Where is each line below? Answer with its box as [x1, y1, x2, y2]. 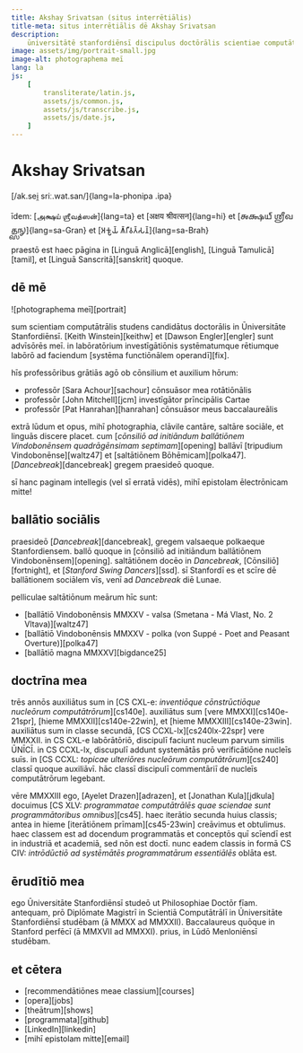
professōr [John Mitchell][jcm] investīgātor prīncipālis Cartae [23, 394, 250, 405]
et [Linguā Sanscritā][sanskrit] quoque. [39, 253, 184, 265]
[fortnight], [11, 565, 51, 575]
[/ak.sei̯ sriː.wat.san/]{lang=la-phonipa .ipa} [11, 190, 172, 201]
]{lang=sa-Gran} [11, 224, 87, 235]
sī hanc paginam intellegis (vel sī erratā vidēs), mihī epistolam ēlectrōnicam [11, 477, 289, 487]
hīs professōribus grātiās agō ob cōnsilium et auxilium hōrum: [11, 367, 238, 378]
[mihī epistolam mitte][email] [23, 1033, 130, 1044]
